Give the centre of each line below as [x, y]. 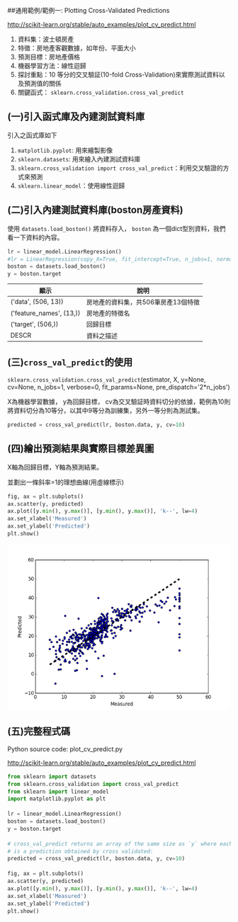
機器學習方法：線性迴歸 [52, 66]
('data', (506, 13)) [37, 302]
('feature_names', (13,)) [45, 313]
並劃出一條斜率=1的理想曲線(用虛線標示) [66, 482]
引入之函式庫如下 [32, 135]
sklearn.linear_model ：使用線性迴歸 [71, 186]
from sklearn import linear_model [58, 792]
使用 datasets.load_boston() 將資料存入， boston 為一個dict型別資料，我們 [117, 228]
